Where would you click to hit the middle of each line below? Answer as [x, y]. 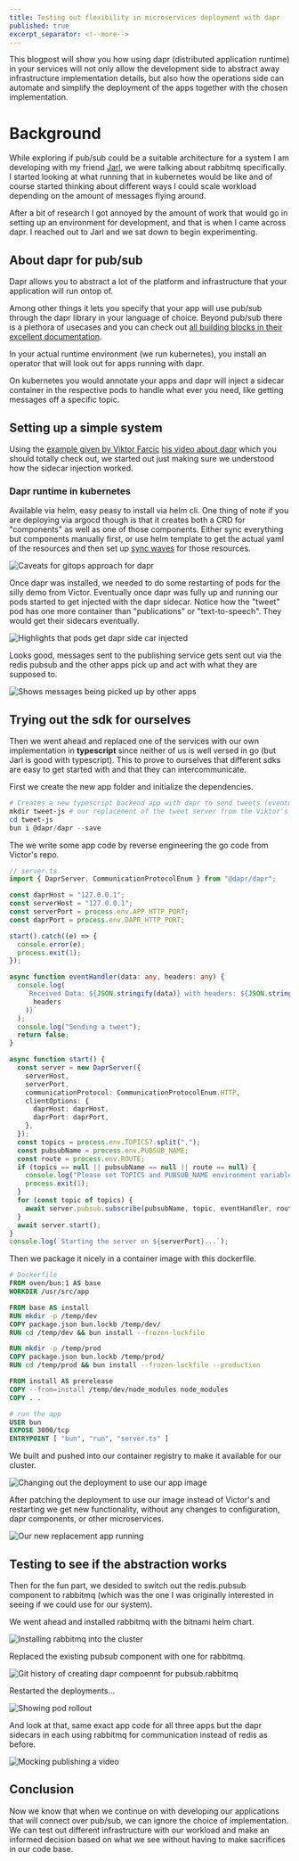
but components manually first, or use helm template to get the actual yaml [147, 539]
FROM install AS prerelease [61, 1381]
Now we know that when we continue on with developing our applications [145, 1811]
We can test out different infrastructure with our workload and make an [139, 1830]
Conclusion [42, 1789]
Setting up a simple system [86, 427]
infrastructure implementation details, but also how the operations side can [147, 78]
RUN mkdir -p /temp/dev [53, 1316]
